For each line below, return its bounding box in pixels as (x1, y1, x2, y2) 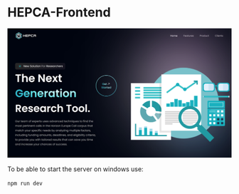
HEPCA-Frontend (7, 4, 112, 21)
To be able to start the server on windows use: (7, 165, 144, 173)
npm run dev (7, 180, 43, 187)
